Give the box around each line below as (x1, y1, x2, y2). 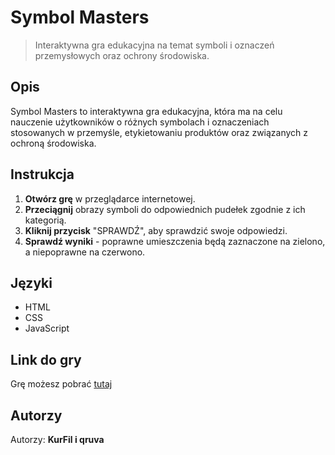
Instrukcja (10, 166, 75, 183)
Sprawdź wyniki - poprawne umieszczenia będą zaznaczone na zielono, (24, 235, 326, 247)
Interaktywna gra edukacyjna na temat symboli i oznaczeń (34, 39, 275, 51)
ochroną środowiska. (10, 137, 97, 149)
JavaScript (24, 322, 70, 335)
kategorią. (24, 214, 67, 226)
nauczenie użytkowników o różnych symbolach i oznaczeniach (10, 116, 270, 128)
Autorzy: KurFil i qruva (10, 434, 105, 445)
